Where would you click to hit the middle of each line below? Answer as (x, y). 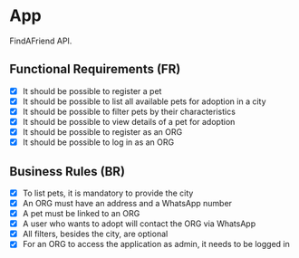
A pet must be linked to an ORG (81, 214)
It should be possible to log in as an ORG (98, 142)
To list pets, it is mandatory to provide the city (108, 193)
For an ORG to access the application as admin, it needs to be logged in (156, 244)
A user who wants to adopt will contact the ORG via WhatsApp (139, 224)
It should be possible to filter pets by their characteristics (129, 111)
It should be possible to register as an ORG (102, 132)
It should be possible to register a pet (92, 91)
